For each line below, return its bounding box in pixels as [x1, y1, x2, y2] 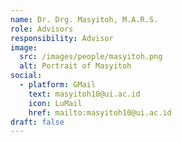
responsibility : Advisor [10, 33, 114, 43]
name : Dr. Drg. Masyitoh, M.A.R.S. [10, 14, 159, 25]
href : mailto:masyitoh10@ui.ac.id [28, 107, 172, 118]
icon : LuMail [28, 98, 83, 108]
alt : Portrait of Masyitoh [19, 61, 132, 71]
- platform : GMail [19, 80, 97, 90]
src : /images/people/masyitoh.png [19, 52, 163, 62]
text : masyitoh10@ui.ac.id [28, 89, 141, 99]
